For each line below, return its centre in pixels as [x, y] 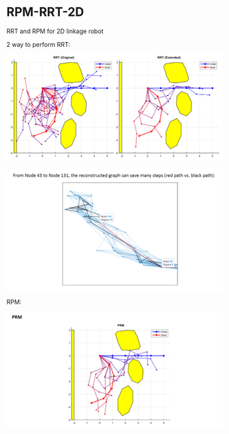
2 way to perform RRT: [38, 44]
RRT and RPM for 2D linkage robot [55, 31]
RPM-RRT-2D [45, 12]
